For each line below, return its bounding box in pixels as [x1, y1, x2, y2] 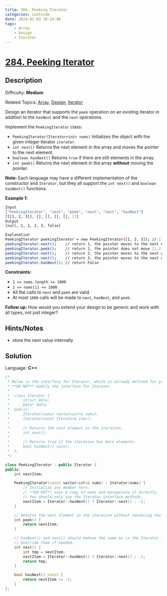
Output [5, 219, 19, 224]
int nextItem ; [14, 471, 43, 476]
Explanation [5, 232, 30, 237]
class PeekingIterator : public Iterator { [5, 462, 97, 467]
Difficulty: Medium [5, 89, 44, 95]
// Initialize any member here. [23, 485, 90, 490]
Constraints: [5, 269, 32, 275]
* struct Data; [7, 398, 50, 403]
